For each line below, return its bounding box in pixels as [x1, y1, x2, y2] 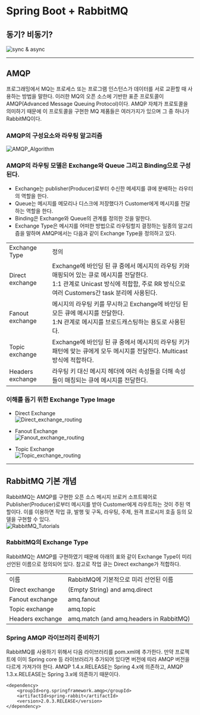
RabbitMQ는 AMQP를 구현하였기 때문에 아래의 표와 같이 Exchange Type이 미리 [6, 553, 192, 560]
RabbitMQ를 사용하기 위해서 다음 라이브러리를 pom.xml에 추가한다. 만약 [6, 648, 174, 655]
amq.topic [67, 604, 96, 613]
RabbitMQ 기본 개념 [6, 476, 77, 486]
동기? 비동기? [6, 29, 54, 39]
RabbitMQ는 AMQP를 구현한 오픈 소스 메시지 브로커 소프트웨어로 [6, 493, 158, 500]
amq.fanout [67, 595, 100, 603]
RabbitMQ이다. [6, 115, 42, 122]
